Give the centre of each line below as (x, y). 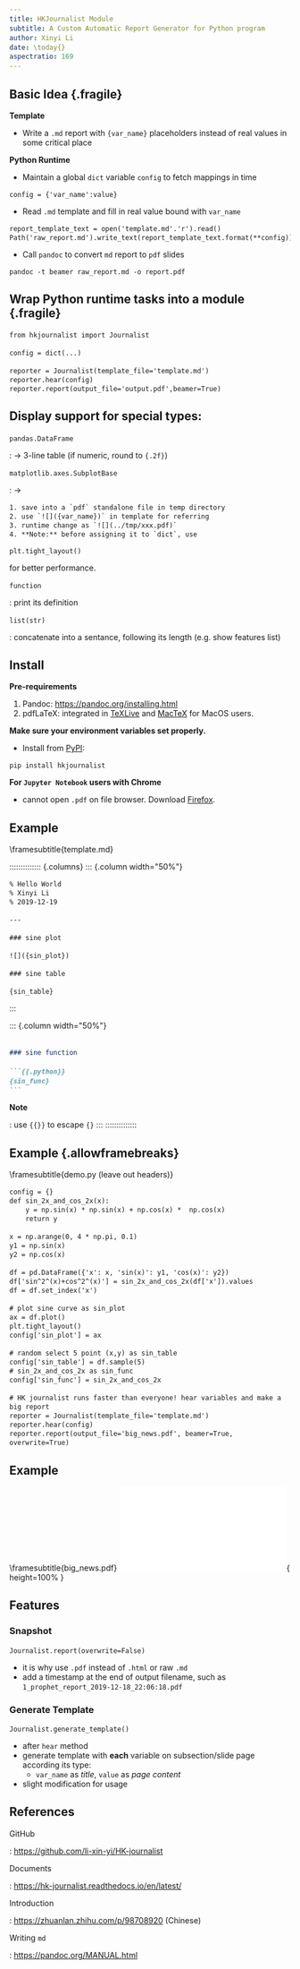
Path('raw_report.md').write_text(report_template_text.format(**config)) (151, 237)
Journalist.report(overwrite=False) (77, 1651)
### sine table (37, 974)
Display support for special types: (106, 416)
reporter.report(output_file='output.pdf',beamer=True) (115, 389)
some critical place (57, 142)
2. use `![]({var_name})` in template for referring (109, 516)
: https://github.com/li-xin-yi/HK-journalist (86, 1851)
